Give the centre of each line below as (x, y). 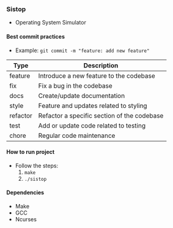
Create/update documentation (82, 96)
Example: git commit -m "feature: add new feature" (82, 50)
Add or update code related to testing (92, 126)
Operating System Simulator (51, 23)
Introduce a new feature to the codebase (97, 75)
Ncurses (26, 219)
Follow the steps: (37, 165)
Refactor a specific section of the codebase (101, 115)
